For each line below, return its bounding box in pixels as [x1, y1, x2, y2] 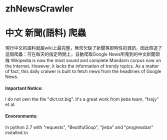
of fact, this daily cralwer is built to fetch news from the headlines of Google [5, 68, 161, 74]
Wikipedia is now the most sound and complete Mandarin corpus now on [10, 57, 161, 63]
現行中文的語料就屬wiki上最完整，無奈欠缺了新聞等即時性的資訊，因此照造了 [5, 45, 162, 51]
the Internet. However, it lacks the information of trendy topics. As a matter [5, 63, 159, 69]
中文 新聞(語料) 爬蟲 [5, 27, 86, 39]
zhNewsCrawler [5, 3, 74, 14]
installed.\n [5, 129, 28, 135]
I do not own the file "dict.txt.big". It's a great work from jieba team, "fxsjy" [5, 96, 159, 102]
